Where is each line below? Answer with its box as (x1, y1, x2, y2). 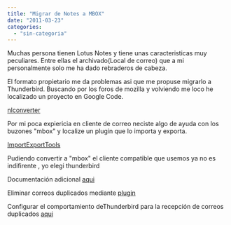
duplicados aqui (7, 210, 54, 218)
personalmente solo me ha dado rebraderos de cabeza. (7, 64, 168, 72)
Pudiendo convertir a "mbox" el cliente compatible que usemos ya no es (7, 154, 216, 163)
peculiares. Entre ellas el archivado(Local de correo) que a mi (7, 57, 184, 65)
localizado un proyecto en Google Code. (7, 93, 124, 101)
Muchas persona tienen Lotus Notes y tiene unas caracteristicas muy (7, 49, 208, 57)
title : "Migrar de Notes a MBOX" (7, 10, 105, 18)
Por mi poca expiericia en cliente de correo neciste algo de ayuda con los (7, 120, 219, 128)
